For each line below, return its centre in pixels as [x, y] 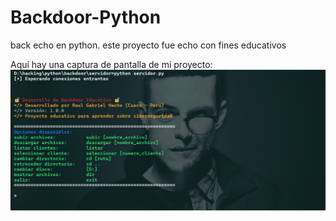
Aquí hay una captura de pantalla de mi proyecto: [111, 64]
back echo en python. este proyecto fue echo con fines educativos [148, 45]
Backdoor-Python [86, 17]
